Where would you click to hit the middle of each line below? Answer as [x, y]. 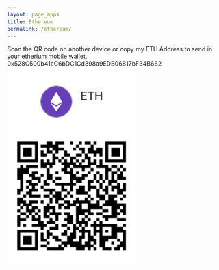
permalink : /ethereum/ [39, 29]
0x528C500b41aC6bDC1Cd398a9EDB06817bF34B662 [85, 64]
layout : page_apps [33, 14]
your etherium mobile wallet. [47, 56]
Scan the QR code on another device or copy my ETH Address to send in [110, 49]
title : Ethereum [30, 22]
